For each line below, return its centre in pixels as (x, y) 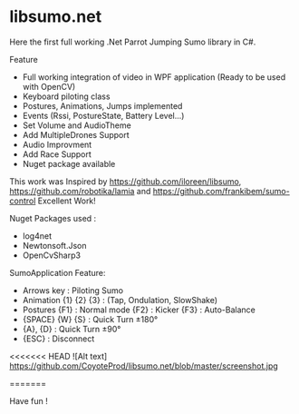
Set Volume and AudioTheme (77, 125)
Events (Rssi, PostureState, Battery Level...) (103, 115)
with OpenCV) (49, 86)
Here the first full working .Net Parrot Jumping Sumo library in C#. (133, 42)
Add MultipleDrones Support (76, 134)
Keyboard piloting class (66, 96)
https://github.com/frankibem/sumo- (221, 191)
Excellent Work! (67, 201)
